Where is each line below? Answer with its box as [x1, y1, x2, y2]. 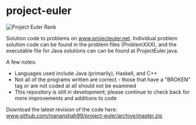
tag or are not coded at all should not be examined [14, 82, 136, 89]
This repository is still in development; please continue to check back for [14, 88, 190, 95]
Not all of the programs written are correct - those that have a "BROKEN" [14, 76, 191, 83]
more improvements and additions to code [14, 95, 117, 102]
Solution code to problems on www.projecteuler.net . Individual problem [6, 34, 178, 41]
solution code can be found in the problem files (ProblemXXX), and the [6, 41, 177, 48]
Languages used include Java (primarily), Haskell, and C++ [14, 70, 158, 77]
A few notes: [6, 58, 37, 65]
